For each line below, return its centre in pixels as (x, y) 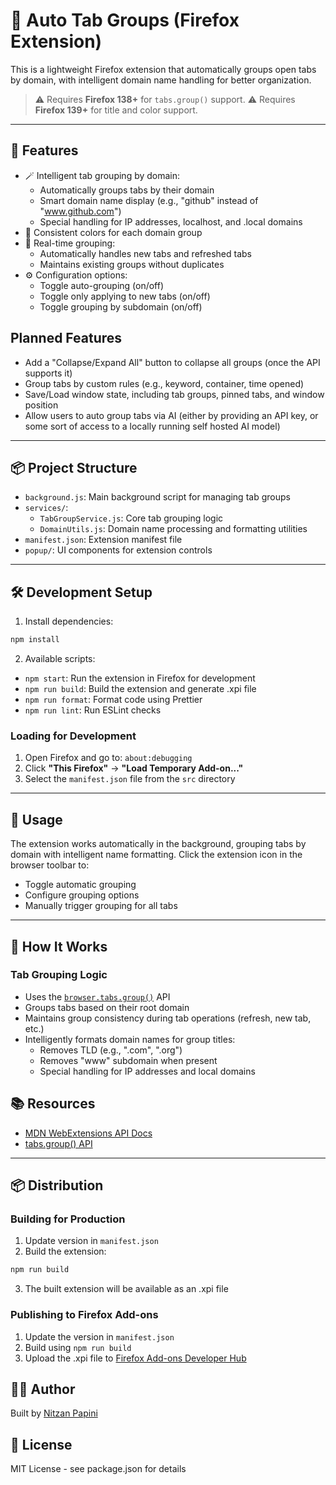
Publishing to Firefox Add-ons (84, 1315)
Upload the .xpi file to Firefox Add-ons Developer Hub (135, 1358)
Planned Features (66, 338)
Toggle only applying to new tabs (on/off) (125, 296)
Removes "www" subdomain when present (128, 1060)
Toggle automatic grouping (80, 885)
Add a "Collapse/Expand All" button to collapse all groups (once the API (172, 362)
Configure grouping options (82, 895)
